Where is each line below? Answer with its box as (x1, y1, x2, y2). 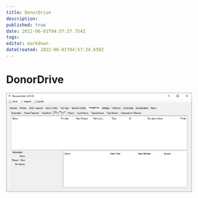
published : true (6, 22, 46, 28)
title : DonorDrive (6, 9, 51, 15)
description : (6, 15, 38, 22)
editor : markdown (6, 41, 49, 47)
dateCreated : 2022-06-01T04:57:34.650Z (6, 47, 104, 53)
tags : (6, 34, 19, 41)
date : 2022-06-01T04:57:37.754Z (6, 28, 85, 34)
